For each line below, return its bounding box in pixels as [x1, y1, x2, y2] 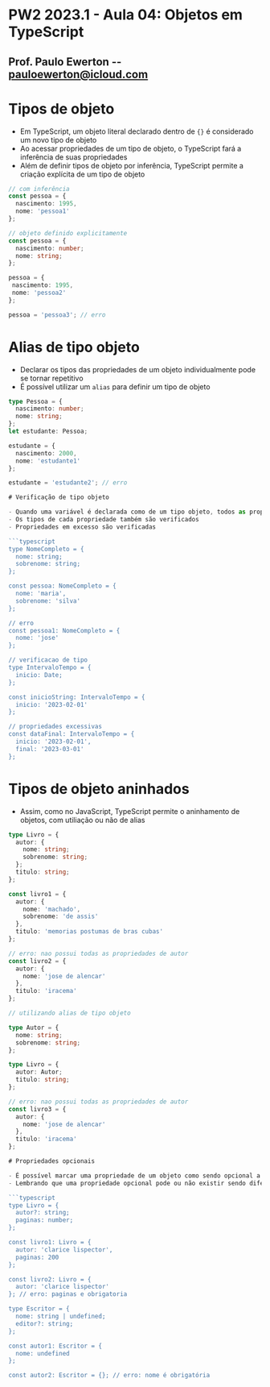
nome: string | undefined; [15, 1312, 106, 1321]
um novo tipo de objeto [19, 135, 97, 144]
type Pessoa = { [8, 397, 63, 405]
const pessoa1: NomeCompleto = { [8, 626, 121, 634]
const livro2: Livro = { [8, 1275, 92, 1283]
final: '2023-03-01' [15, 745, 84, 753]
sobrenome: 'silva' [15, 596, 81, 605]
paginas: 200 [15, 1253, 59, 1261]
